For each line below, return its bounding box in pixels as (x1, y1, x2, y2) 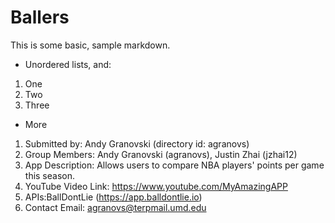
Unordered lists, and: (24, 58, 112, 70)
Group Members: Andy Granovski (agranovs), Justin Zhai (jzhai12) (24, 148, 298, 160)
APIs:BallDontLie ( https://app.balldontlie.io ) (24, 191, 203, 203)
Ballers (10, 6, 70, 29)
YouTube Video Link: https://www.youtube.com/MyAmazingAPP (24, 180, 288, 192)
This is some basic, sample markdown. (10, 39, 171, 51)
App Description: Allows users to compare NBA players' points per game (24, 159, 325, 171)
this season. (24, 169, 76, 181)
